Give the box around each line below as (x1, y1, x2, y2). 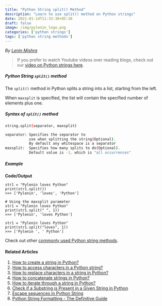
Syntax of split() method (5, 111, 59, 117)
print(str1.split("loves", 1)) (5, 225, 68, 230)
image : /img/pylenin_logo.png (5, 25, 66, 30)
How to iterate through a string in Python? (12, 280, 96, 286)
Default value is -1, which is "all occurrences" (29, 150, 131, 155)
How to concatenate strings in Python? (12, 275, 90, 281)
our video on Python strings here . (16, 62, 84, 68)
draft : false (5, 20, 32, 26)
